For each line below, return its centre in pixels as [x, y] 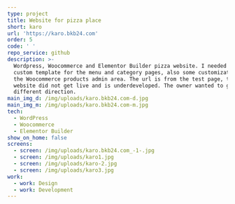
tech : [15, 111]
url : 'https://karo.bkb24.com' [53, 33]
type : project [28, 14]
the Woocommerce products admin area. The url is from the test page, [119, 79]
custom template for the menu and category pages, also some [105, 72]
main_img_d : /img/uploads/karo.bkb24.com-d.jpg [78, 99]
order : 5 [20, 40]
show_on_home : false [37, 137]
